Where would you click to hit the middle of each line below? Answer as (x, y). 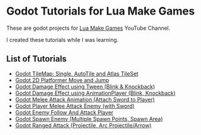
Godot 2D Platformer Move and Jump (62, 80)
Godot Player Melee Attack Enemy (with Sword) (75, 106)
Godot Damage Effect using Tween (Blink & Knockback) (85, 86)
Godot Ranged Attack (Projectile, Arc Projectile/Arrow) (83, 125)
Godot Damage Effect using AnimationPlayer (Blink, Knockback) (95, 93)
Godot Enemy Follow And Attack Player (64, 112)
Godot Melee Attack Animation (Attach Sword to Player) (85, 99)
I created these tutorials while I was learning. (62, 40)
